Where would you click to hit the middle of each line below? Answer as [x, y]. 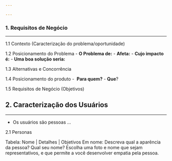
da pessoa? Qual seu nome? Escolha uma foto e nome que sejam [74, 147]
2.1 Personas [19, 132]
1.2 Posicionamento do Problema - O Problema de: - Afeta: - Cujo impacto [84, 54]
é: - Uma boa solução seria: [35, 59]
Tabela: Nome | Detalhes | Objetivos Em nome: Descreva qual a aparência [83, 142]
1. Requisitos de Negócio [37, 28]
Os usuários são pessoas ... [42, 122]
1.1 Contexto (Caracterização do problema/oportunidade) [65, 44]
